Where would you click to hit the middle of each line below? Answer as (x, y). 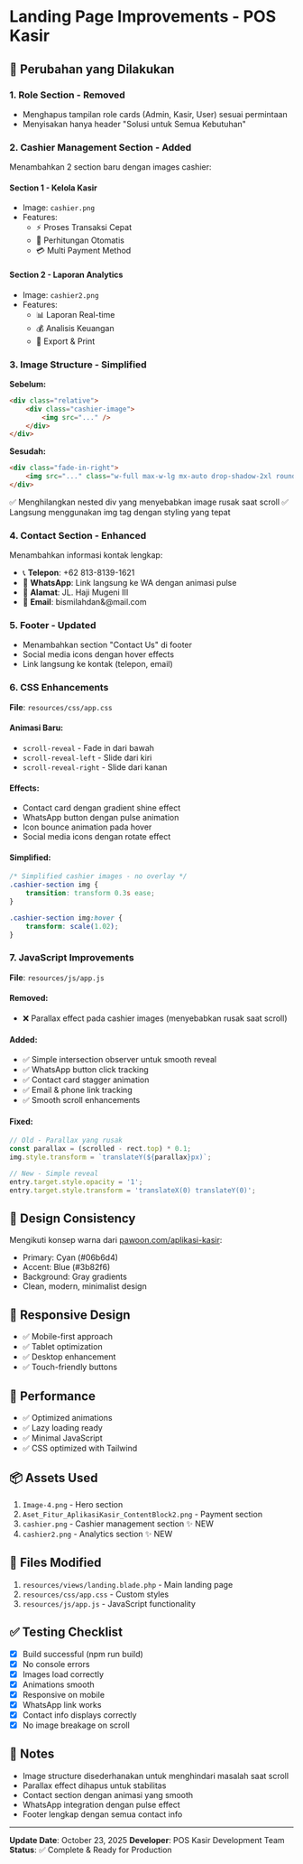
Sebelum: (28, 384)
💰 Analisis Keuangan (75, 328)
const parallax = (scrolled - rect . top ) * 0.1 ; (101, 1149)
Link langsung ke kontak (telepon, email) (97, 664)
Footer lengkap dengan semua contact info (102, 1814)
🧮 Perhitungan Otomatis (80, 240)
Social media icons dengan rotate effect (96, 837)
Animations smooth (58, 1684)
